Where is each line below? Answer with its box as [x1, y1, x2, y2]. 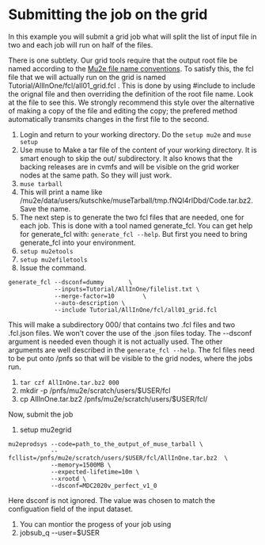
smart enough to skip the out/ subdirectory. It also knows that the [19, 153, 233, 163]
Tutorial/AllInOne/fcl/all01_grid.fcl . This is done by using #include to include [8, 81, 256, 90]
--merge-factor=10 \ [54, 292, 147, 300]
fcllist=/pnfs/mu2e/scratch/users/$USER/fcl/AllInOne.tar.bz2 [8, 454, 218, 462]
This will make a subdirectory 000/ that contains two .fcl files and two [8, 319, 236, 330]
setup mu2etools [19, 247, 74, 255]
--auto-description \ [54, 299, 126, 307]
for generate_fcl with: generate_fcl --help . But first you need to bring [19, 229, 248, 238]
